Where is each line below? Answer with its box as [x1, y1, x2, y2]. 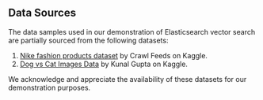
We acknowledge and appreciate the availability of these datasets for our [8, 74, 247, 83]
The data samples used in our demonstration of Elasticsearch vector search [8, 27, 256, 36]
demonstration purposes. [8, 83, 91, 92]
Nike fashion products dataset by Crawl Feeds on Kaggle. [19, 50, 208, 60]
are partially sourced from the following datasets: [8, 35, 169, 45]
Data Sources [8, 6, 77, 20]
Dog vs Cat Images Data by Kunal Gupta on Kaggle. [19, 59, 189, 69]
